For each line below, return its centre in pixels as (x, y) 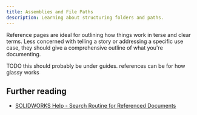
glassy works (23, 72)
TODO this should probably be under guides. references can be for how (96, 66)
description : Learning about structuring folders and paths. (85, 18)
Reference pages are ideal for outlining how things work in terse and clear (98, 34)
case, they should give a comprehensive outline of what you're (85, 48)
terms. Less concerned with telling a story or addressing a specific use (95, 41)
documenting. (24, 54)
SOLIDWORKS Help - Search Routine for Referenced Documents (95, 106)
